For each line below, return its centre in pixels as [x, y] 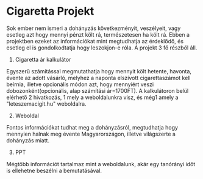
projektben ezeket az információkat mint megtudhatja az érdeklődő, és [95, 41]
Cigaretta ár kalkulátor [43, 59]
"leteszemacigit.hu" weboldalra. [46, 104]
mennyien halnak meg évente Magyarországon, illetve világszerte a [91, 134]
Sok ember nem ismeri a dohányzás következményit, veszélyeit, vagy [94, 28]
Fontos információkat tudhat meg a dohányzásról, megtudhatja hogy [92, 127]
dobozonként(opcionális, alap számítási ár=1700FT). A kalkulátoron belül [98, 90]
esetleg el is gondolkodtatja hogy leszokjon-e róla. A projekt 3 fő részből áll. [102, 48]
